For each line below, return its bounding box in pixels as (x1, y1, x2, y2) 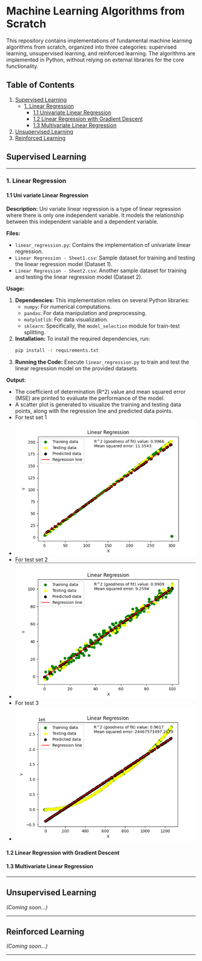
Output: (6, 376, 26, 384)
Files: (6, 229, 20, 237)
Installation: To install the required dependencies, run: (14, 335, 150, 342)
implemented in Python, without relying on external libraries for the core (6, 56, 185, 63)
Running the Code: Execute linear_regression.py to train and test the (14, 358, 189, 365)
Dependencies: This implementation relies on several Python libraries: (14, 296, 190, 303)
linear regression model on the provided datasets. (14, 364, 138, 372)
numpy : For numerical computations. (23, 303, 112, 310)
